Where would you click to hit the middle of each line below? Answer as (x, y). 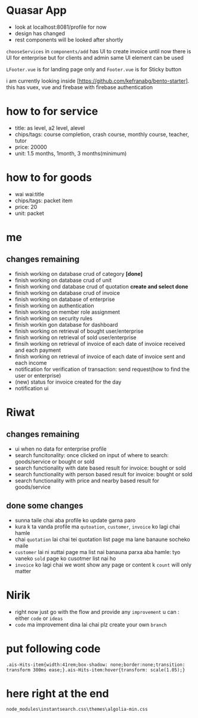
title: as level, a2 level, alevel (50, 128)
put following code (53, 648)
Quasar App (36, 10)
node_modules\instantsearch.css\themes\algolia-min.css (77, 710)
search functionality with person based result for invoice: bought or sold (103, 474)
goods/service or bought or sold (55, 461)
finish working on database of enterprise (65, 299)
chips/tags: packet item (44, 200)
